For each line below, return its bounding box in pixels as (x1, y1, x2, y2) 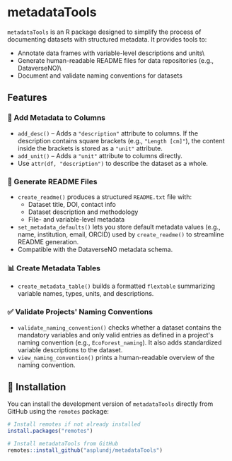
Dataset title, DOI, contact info (28, 200, 117, 208)
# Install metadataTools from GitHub (7, 441, 119, 448)
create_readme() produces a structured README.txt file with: (17, 192, 192, 201)
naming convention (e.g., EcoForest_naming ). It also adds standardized (17, 338, 222, 347)
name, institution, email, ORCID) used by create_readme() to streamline (17, 230, 224, 239)
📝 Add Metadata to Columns (7, 113, 106, 123)
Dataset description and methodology (28, 208, 139, 216)
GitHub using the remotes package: (7, 407, 110, 416)
